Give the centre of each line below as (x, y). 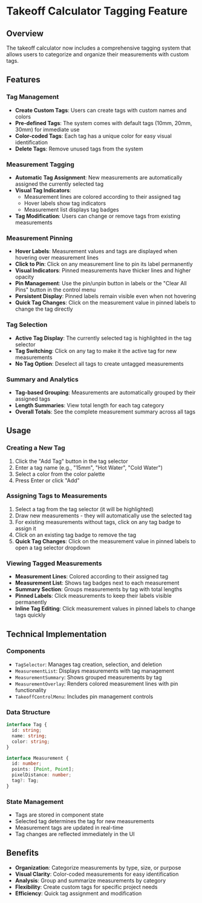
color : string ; (31, 742)
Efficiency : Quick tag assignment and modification (78, 893)
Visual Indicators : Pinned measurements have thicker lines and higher (103, 271)
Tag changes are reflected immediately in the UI (75, 834)
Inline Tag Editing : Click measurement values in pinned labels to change (105, 609)
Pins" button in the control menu (55, 290)
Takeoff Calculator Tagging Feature (97, 11)
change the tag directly (44, 309)
